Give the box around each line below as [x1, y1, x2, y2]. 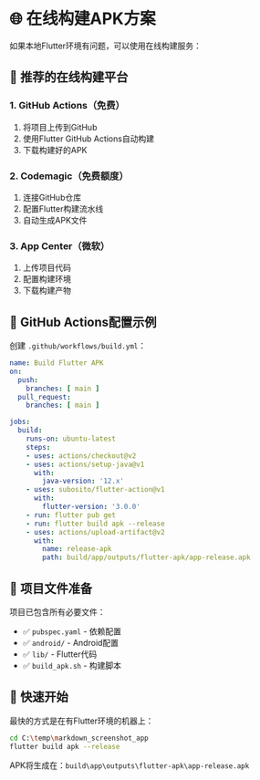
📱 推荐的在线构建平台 [9, 69, 129, 85]
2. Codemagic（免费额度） [9, 170, 130, 182]
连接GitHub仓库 [22, 192, 82, 203]
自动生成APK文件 [22, 214, 88, 225]
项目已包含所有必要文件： [9, 606, 106, 617]
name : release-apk [42, 545, 112, 554]
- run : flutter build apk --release [26, 519, 166, 528]
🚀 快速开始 [9, 690, 68, 705]
